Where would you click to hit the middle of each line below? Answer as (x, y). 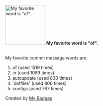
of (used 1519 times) (33, 67)
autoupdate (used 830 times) (42, 78)
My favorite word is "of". (72, 43)
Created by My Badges (29, 98)
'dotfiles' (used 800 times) (40, 83)
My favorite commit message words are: (47, 58)
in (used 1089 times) (33, 73)
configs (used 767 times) (38, 88)
